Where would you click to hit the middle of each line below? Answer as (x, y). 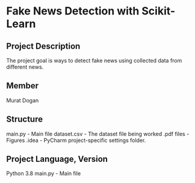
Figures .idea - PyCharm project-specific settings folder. (76, 140)
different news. (25, 67)
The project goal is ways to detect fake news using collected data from (94, 60)
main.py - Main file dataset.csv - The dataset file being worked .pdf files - (98, 134)
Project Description (43, 46)
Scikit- (158, 11)
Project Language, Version (57, 159)
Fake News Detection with (73, 11)
